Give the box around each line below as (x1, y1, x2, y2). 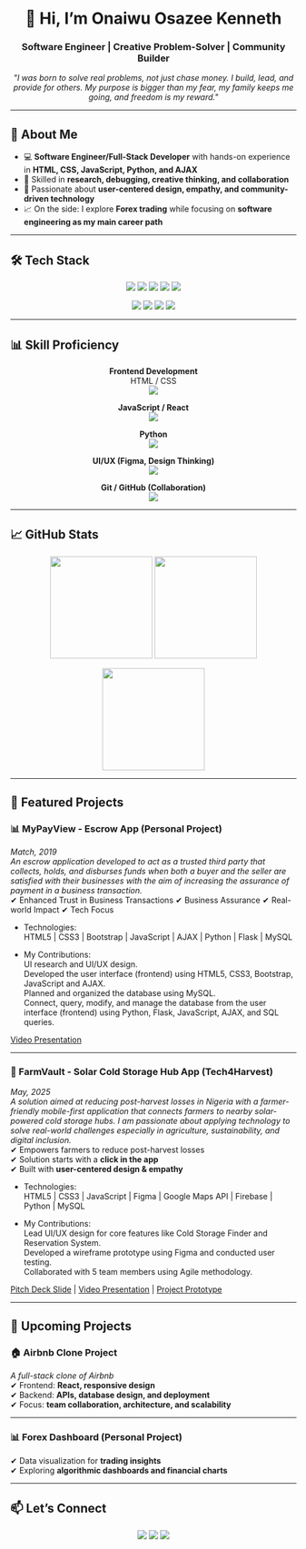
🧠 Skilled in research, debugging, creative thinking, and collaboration (23, 174, 290, 185)
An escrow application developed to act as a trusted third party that (10, 856, 266, 867)
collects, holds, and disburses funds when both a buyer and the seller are (10, 866, 287, 877)
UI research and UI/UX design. (23, 959, 139, 970)
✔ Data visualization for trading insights (10, 1455, 162, 1465)
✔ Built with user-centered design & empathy (10, 1163, 184, 1174)
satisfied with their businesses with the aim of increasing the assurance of (10, 875, 290, 886)
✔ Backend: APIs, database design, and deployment (10, 1389, 211, 1401)
